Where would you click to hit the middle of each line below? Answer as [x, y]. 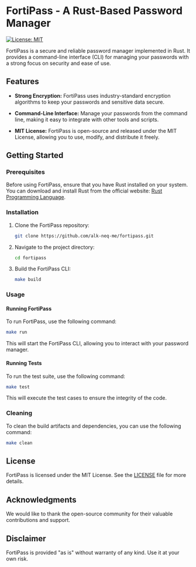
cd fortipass [30, 258]
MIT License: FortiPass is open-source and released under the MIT [96, 130]
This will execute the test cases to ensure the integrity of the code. [87, 398]
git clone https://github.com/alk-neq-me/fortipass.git [84, 236]
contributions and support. [38, 520]
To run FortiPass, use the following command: [61, 322]
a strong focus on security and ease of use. [59, 63]
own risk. [17, 559]
